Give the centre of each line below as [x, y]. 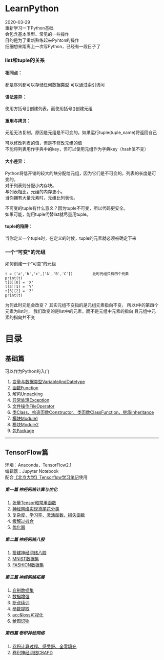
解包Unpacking [27, 394]
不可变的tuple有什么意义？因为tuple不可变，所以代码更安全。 [66, 208]
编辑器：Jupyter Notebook [32, 471]
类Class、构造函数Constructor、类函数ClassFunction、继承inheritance [83, 412]
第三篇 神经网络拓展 [25, 577]
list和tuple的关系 [25, 60]
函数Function [25, 388]
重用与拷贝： [18, 121]
